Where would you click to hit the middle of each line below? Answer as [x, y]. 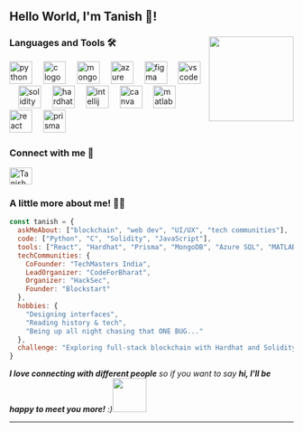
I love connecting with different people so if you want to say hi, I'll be [140, 374]
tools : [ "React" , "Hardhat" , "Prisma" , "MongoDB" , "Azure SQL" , [141, 247]
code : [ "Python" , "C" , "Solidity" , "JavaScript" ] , [115, 239]
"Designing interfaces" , [72, 314]
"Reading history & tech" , [76, 323]
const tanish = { [42, 222]
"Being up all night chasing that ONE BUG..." [115, 331]
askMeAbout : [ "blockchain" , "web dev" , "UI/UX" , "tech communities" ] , [153, 230]
